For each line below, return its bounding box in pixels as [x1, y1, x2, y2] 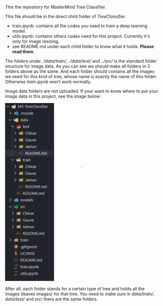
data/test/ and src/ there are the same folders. [5, 296, 98, 302]
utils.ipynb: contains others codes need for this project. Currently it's [12, 34, 150, 39]
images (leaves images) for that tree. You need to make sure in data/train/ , [5, 291, 155, 297]
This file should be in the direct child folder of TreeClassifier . [5, 14, 127, 19]
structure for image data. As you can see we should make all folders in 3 [5, 63, 150, 69]
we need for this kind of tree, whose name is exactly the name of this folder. [5, 74, 157, 79]
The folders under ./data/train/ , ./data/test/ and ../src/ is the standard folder [5, 58, 157, 64]
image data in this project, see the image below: [5, 93, 101, 99]
